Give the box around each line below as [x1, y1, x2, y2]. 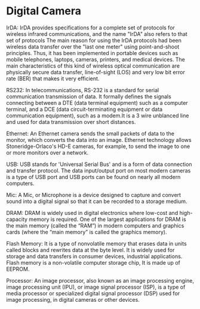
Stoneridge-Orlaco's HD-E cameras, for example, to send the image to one [6, 143, 190, 150]
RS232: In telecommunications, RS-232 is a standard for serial [6, 86, 159, 93]
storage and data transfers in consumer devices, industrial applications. [6, 253, 183, 260]
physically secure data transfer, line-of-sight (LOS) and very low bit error [6, 68, 185, 75]
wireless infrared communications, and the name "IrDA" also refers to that [6, 30, 188, 37]
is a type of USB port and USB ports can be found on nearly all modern [6, 173, 181, 180]
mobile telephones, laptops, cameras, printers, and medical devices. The [6, 56, 185, 63]
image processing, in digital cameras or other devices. [6, 296, 140, 303]
